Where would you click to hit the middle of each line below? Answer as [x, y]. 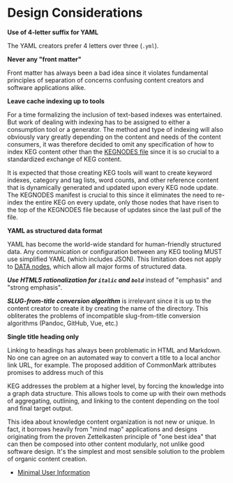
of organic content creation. [47, 459]
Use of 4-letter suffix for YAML [53, 32]
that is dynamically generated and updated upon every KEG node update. [113, 187]
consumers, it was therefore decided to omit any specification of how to [111, 144]
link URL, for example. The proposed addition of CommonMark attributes [112, 365]
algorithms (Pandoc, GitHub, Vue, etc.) [63, 323]
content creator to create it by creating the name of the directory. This [108, 308]
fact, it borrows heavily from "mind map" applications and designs [102, 429]
